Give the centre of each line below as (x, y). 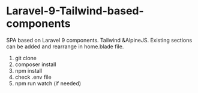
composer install (35, 64)
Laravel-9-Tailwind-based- (75, 11)
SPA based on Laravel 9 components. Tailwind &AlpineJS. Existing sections (99, 40)
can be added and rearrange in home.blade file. (65, 46)
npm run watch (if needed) (48, 83)
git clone (26, 58)
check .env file (33, 77)
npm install (28, 70)
